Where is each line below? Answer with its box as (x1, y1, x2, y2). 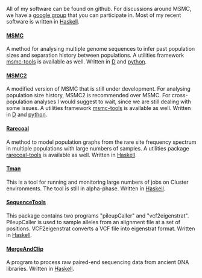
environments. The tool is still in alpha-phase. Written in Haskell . (6, 184, 166, 192)
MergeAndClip (6, 245, 44, 253)
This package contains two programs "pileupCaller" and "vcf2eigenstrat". (6, 212, 189, 219)
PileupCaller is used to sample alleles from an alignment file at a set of (6, 219, 181, 226)
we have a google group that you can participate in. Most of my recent (6, 11, 181, 19)
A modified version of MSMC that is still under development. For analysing (6, 85, 191, 92)
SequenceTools (6, 199, 46, 206)
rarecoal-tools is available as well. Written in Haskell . (6, 151, 137, 158)
